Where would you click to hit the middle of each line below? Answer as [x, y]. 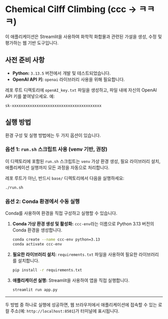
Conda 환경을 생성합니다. [37, 230]
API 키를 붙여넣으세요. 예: [30, 96]
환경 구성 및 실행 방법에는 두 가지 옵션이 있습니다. [53, 135]
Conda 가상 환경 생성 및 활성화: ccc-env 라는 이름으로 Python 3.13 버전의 [83, 224]
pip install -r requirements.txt [47, 270]
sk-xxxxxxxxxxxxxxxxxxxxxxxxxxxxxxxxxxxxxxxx [53, 105]
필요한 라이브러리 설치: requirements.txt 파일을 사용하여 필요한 [75, 254]
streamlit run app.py [35, 289]
